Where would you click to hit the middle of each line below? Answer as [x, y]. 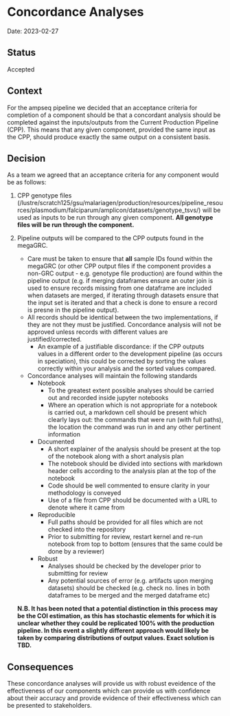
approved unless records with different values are [97, 332]
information [64, 434]
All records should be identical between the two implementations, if [123, 317]
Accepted [21, 69]
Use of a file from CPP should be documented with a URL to [133, 501]
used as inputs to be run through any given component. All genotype [115, 218]
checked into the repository [87, 529]
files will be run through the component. [76, 225]
